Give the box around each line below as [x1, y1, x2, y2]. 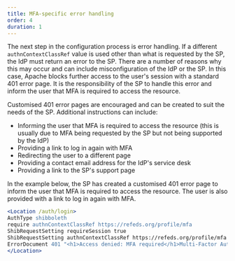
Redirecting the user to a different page [17, 151, 131, 160]
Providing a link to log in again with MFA [17, 144, 133, 153]
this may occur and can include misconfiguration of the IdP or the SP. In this [7, 64, 227, 73]
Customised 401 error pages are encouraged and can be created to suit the [7, 101, 225, 109]
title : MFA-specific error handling [7, 10, 114, 17]
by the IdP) [17, 136, 50, 145]
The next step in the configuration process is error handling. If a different [7, 43, 218, 51]
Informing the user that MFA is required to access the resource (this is [17, 122, 219, 130]
